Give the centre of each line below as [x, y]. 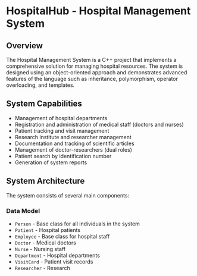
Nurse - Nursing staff [40, 249]
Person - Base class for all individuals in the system [77, 224]
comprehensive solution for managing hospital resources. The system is [95, 66]
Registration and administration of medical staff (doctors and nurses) [99, 124]
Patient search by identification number [63, 156]
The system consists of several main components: [68, 195]
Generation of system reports [51, 162]
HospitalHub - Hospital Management [98, 11]
